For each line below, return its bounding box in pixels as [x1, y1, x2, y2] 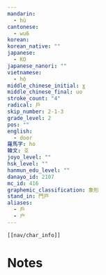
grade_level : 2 [7, 114, 52, 121]
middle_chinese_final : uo [7, 88, 82, 95]
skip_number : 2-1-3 [7, 108, 64, 115]
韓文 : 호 [7, 147, 29, 154]
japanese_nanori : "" [7, 62, 68, 69]
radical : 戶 [7, 102, 41, 109]
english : [7, 128, 33, 135]
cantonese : [7, 23, 39, 30]
